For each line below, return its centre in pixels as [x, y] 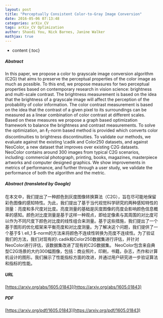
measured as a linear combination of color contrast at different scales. [75, 115]
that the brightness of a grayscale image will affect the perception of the [77, 99]
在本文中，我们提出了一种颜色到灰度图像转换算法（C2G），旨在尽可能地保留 [81, 196]
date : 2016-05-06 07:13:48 [32, 18]
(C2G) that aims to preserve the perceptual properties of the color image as [81, 79]
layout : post [18, 9]
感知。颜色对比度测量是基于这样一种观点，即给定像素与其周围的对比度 [83, 215]
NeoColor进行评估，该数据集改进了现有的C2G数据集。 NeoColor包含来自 [78, 245]
